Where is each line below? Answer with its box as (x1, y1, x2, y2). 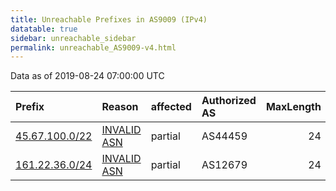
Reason (101, 100, 139, 114)
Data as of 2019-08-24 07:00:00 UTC (10, 70, 165, 82)
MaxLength (265, 100, 322, 114)
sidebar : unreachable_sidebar (10, 33, 137, 43)
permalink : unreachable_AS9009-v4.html (10, 42, 177, 53)
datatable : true (10, 24, 78, 34)
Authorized (201, 94, 257, 108)
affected (150, 100, 192, 114)
